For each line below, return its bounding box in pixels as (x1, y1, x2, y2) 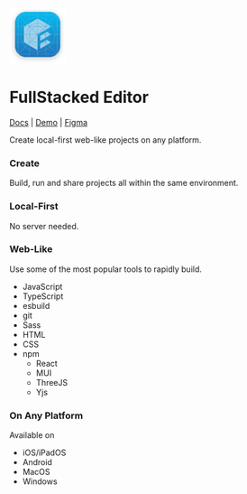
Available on (9, 430, 55, 441)
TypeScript (22, 291, 64, 302)
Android (22, 457, 52, 468)
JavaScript (22, 281, 63, 292)
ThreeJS (35, 377, 69, 387)
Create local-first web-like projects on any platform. (9, 134, 202, 145)
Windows (22, 476, 58, 487)
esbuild (22, 300, 50, 311)
